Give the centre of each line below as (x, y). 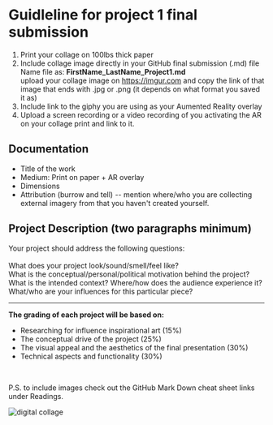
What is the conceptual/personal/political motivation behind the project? (129, 274)
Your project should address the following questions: (97, 248)
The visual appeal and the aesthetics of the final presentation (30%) (134, 347)
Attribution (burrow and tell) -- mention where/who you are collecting (136, 194)
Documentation (49, 149)
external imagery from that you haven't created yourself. (115, 203)
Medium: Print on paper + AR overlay (82, 177)
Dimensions (40, 186)
